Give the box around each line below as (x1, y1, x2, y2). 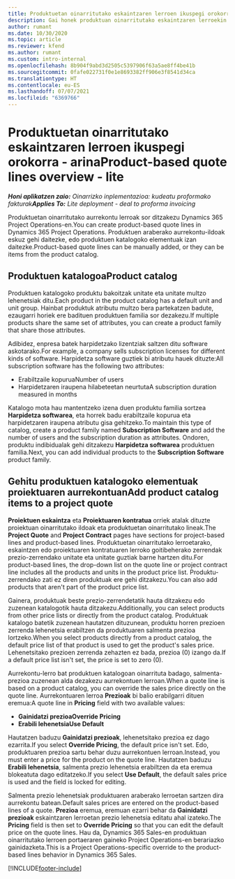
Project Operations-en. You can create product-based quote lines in (8, 220, 202, 229)
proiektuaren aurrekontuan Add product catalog (8, 486, 219, 499)
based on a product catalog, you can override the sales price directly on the (8, 684, 226, 692)
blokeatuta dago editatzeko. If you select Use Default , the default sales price (8, 770, 227, 779)
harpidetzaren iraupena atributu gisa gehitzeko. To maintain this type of (8, 418, 212, 426)
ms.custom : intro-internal (8, 56, 86, 63)
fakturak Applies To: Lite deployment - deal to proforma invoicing (8, 200, 196, 208)
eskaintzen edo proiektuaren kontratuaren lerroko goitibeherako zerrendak (8, 546, 222, 554)
